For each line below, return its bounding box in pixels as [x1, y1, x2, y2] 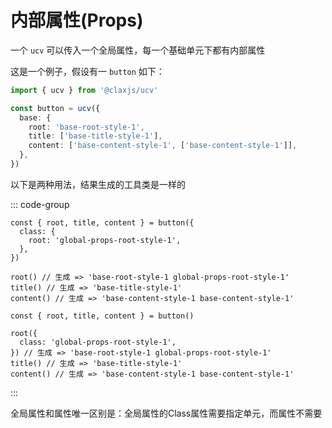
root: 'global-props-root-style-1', [28, 235, 182, 245]
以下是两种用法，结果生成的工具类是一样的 [10, 178, 186, 190]
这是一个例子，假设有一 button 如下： [10, 65, 165, 77]
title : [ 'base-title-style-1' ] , [28, 131, 163, 141]
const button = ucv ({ [10, 103, 101, 113]
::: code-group [10, 198, 70, 210]
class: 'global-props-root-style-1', [19, 337, 177, 347]
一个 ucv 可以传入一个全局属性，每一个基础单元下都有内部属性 [10, 44, 266, 56]
